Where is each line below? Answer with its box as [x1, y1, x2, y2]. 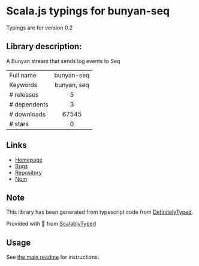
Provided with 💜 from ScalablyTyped [6, 220, 97, 228]
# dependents [9, 100, 49, 109]
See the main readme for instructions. [6, 253, 99, 261]
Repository [14, 169, 42, 176]
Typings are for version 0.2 [6, 24, 73, 31]
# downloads [9, 110, 46, 118]
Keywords [9, 80, 38, 89]
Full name [9, 71, 37, 79]
